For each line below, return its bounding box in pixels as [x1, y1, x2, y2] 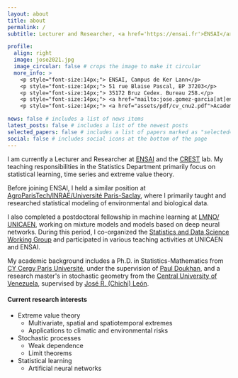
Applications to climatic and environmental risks [28, 326, 169, 335]
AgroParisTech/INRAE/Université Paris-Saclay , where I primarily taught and [7, 191, 227, 200]
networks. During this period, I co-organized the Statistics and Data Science [7, 227, 229, 236]
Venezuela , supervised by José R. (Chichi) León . [7, 279, 149, 288]
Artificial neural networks [28, 364, 102, 372]
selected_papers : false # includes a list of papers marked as [7, 129, 198, 136]
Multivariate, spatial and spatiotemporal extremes [28, 318, 173, 327]
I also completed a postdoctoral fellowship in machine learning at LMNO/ [7, 212, 220, 221]
